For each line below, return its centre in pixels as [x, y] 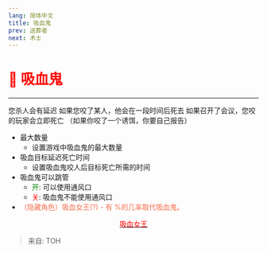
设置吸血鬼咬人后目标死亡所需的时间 [91, 167]
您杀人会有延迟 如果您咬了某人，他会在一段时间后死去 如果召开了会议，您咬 [132, 111]
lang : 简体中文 [31, 16]
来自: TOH [44, 241]
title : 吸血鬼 [30, 23]
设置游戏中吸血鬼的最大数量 [77, 147]
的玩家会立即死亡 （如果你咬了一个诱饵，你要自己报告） [100, 121]
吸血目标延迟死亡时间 [54, 158]
